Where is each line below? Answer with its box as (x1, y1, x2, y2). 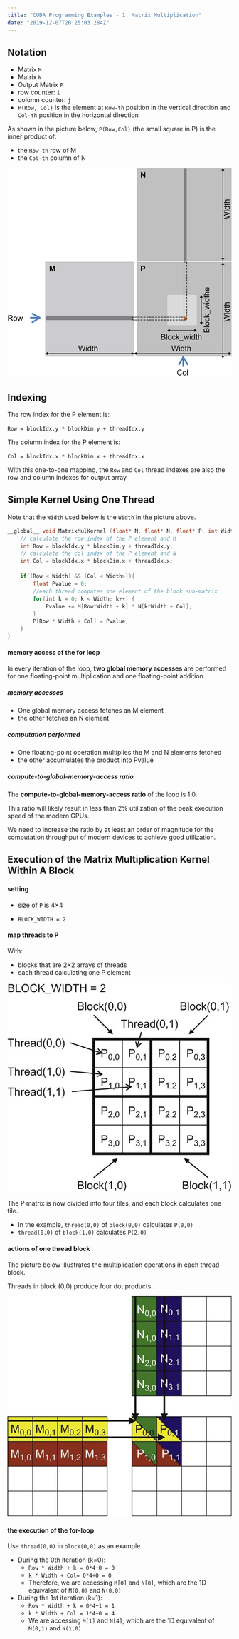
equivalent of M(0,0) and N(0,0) (28, 1586, 122, 1595)
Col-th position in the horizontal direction (17, 111, 139, 119)
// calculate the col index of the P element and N (20, 550, 176, 557)
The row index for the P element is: (7, 410, 110, 418)
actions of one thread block (7, 1245, 90, 1253)
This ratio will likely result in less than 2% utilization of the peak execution (7, 803, 223, 812)
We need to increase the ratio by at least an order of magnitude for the (7, 825, 215, 833)
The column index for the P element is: (7, 438, 121, 446)
